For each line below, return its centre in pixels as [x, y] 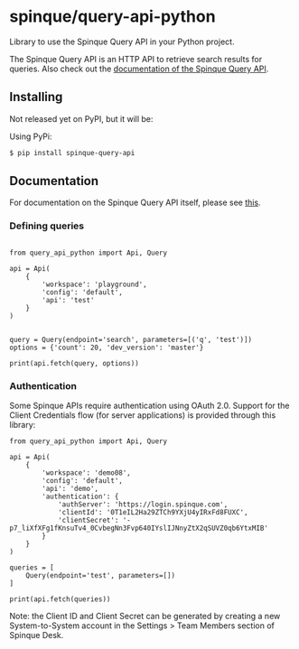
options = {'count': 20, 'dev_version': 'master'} [107, 348]
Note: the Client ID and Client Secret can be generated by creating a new [145, 617]
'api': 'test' [68, 300]
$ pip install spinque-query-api [72, 153]
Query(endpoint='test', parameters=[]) [101, 576]
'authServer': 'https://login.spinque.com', [143, 505]
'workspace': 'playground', [94, 284]
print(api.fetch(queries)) [60, 599]
